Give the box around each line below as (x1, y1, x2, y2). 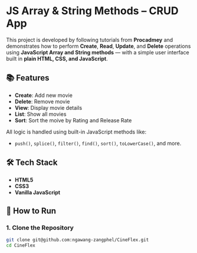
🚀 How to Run (6, 206, 57, 216)
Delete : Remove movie (14, 98, 70, 105)
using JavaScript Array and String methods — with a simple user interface (6, 48, 190, 56)
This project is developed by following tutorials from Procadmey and (6, 36, 173, 43)
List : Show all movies (14, 111, 67, 118)
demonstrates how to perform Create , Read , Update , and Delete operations (6, 43, 191, 50)
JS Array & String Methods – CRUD (6, 4, 179, 18)
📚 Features (6, 73, 50, 83)
